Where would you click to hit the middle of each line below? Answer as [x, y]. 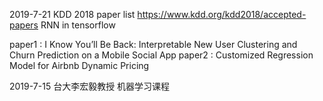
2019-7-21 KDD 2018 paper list [72, 14]
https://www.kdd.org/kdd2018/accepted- [222, 14]
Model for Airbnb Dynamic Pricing [79, 65]
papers [24, 25]
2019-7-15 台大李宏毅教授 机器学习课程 [90, 86]
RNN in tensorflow [78, 25]
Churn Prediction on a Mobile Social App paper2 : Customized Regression [161, 55]
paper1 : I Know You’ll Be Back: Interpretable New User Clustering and [153, 44]
